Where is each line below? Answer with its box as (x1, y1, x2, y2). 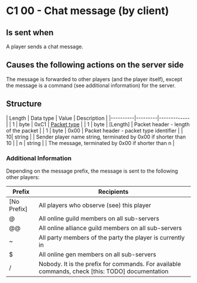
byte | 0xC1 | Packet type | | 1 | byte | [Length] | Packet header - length (19, 120, 190, 127)
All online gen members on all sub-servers (39, 250, 157, 258)
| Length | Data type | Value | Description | (6, 114, 108, 122)
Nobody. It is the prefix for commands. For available (39, 260, 181, 268)
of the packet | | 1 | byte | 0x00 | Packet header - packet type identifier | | (6, 127, 183, 134)
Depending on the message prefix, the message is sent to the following (6, 167, 178, 174)
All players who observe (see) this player (39, 201, 151, 209)
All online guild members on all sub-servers (39, 214, 159, 223)
